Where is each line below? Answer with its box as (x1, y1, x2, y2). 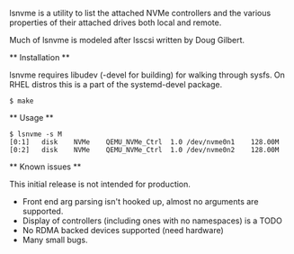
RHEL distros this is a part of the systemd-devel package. (9, 79, 223, 89)
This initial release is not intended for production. (9, 179, 192, 189)
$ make (9, 96, 34, 105)
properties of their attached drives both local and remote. (9, 17, 222, 28)
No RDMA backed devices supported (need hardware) (22, 225, 225, 235)
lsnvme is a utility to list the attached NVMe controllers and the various (9, 8, 272, 18)
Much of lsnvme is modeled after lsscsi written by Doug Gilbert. (9, 35, 245, 45)
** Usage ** (9, 113, 54, 122)
